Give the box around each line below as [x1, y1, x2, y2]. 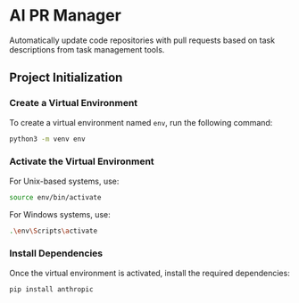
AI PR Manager [9, 5, 122, 26]
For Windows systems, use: [9, 209, 112, 219]
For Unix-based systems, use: [9, 176, 120, 186]
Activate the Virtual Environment [9, 155, 154, 168]
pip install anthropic [9, 284, 94, 294]
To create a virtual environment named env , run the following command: [9, 117, 273, 127]
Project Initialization [9, 70, 123, 86]
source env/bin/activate [9, 192, 102, 201]
